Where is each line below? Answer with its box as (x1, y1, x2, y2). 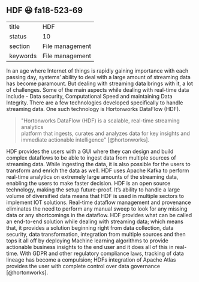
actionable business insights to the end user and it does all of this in (6, 243, 174, 250)
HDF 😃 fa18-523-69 (6, 5, 83, 16)
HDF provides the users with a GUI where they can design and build (6, 148, 174, 155)
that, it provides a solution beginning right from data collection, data (6, 224, 174, 231)
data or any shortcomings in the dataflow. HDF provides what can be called (6, 211, 192, 218)
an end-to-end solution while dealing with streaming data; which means (6, 218, 184, 225)
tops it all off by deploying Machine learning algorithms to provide (6, 237, 169, 244)
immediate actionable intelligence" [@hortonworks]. (20, 136, 150, 143)
